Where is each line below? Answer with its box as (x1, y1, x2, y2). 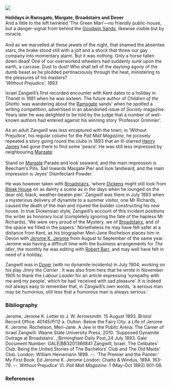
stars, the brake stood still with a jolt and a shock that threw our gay (5, 47, 148, 53)
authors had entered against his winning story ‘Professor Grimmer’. (20, 117, 162, 123)
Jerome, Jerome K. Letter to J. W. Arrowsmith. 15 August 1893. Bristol (5, 313, 152, 319)
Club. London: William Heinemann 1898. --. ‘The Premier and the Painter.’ (5, 352, 159, 358)
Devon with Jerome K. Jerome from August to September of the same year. (5, 235, 164, 241)
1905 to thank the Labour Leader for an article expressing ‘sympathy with (5, 273, 160, 278)
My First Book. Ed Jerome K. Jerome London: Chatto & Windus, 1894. (5, 357, 152, 363)
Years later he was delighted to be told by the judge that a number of (5, 112, 150, 118)
